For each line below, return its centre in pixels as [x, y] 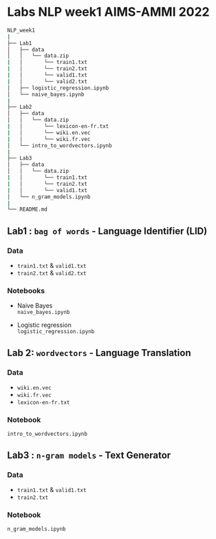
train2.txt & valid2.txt [52, 273]
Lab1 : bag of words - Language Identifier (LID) [107, 231]
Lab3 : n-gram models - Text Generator [89, 455]
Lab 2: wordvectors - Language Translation [99, 353]
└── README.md [28, 210]
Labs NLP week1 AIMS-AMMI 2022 [108, 12]
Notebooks [26, 290]
